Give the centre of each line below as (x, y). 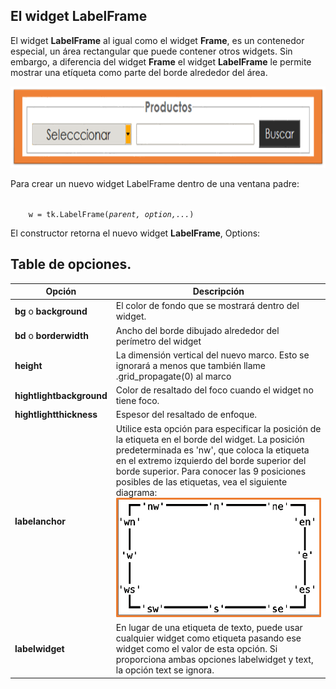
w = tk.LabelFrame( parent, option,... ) (111, 214)
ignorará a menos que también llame (191, 365)
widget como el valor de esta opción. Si (196, 649)
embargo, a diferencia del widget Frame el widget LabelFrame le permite (161, 61)
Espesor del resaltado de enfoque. (186, 415)
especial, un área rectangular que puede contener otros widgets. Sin (151, 51)
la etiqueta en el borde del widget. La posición (210, 439)
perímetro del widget (158, 341)
